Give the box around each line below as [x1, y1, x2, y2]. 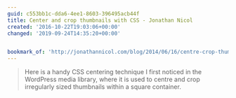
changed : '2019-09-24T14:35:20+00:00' [7, 29, 121, 37]
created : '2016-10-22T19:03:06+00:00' [7, 23, 121, 30]
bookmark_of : [7, 48, 46, 56]
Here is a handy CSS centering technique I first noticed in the [24, 68, 202, 76]
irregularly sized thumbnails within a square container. [24, 83, 181, 91]
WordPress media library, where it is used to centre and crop [24, 75, 200, 84]
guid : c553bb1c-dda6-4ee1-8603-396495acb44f [7, 10, 140, 17]
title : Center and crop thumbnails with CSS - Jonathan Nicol [7, 17, 193, 24]
